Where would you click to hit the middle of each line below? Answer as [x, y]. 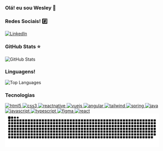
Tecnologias [20, 95]
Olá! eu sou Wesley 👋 [31, 8]
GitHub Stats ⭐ [23, 47]
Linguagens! [20, 72]
